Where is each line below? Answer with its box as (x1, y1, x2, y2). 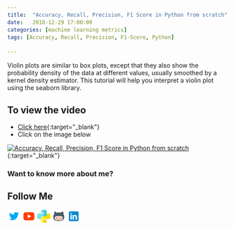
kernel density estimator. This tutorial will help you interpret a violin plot (7, 76, 214, 84)
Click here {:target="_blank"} (17, 122, 100, 131)
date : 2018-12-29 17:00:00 (7, 18, 93, 26)
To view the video (7, 104, 86, 116)
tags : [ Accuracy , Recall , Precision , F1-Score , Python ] (7, 34, 174, 41)
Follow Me (7, 191, 53, 203)
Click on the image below (17, 130, 91, 139)
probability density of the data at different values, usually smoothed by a (7, 69, 217, 77)
